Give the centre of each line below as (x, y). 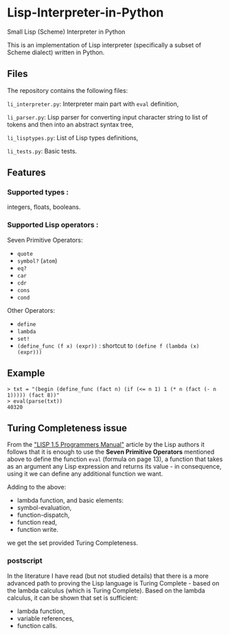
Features (26, 173)
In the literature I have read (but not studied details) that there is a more (108, 576)
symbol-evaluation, (44, 508)
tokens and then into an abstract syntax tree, (70, 124)
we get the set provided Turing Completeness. (73, 543)
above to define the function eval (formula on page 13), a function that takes (115, 459)
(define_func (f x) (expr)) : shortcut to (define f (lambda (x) (108, 346)
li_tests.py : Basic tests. (42, 151)
